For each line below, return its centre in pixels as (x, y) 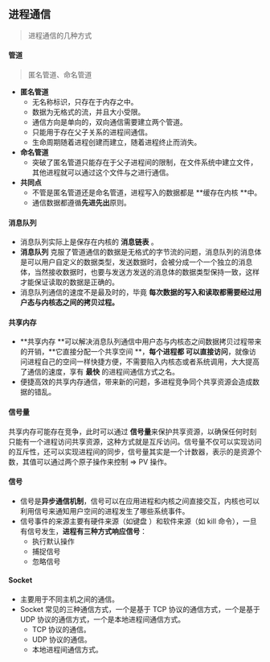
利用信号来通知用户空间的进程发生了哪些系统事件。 (104, 511)
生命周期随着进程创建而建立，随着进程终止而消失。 (117, 143)
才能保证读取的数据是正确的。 (69, 282)
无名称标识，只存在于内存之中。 (85, 102)
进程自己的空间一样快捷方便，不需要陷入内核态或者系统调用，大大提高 (143, 362)
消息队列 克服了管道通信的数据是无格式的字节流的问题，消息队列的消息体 (141, 252)
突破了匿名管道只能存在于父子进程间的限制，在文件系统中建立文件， (145, 163)
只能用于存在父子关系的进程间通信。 (92, 132)
